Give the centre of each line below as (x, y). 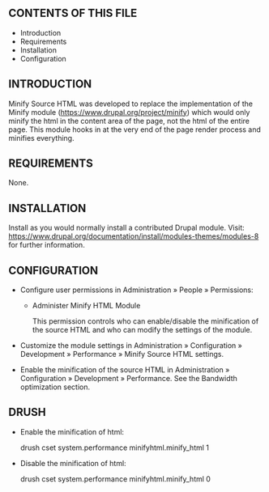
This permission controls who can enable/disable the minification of (145, 321)
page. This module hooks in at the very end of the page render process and (135, 129)
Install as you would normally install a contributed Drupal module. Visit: (126, 228)
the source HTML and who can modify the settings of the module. (142, 330)
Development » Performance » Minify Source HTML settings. (122, 354)
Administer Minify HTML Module (86, 306)
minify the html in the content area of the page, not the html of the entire (129, 121)
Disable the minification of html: (73, 463)
